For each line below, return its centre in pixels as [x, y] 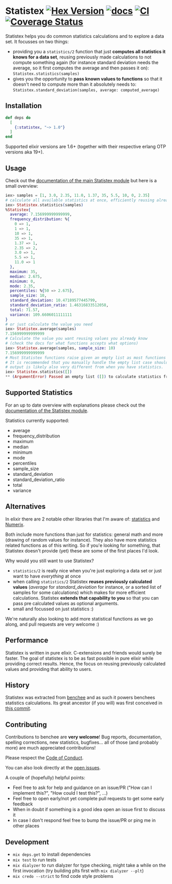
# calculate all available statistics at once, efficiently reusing [80, 200]
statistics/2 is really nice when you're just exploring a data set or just [87, 570]
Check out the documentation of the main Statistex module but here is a [81, 180]
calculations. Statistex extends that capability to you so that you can [86, 598]
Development [27, 842]
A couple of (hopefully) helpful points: [45, 778]
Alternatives [26, 506]
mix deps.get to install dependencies [52, 854]
